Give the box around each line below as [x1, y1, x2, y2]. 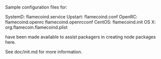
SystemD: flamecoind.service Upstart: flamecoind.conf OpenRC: [5, 14, 138, 19]
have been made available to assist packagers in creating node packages [5, 34, 156, 40]
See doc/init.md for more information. [5, 49, 82, 55]
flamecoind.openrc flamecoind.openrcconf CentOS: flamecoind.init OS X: [5, 19, 156, 25]
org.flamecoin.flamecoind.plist [5, 24, 68, 30]
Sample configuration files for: [5, 4, 67, 10]
